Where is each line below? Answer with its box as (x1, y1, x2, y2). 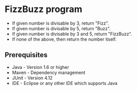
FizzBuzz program (5, 4, 82, 15)
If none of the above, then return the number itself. (12, 36, 117, 42)
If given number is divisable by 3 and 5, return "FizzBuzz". (12, 31, 132, 37)
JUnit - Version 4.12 (12, 74, 53, 81)
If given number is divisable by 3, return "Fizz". (12, 20, 109, 26)
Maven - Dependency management (12, 69, 86, 75)
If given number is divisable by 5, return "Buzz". (12, 25, 111, 31)
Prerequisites (5, 51, 48, 59)
